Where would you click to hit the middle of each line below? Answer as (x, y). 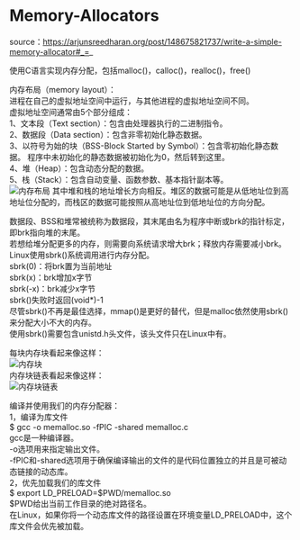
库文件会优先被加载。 (49, 526)
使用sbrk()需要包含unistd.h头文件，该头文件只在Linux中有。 (120, 333)
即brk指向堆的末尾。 (47, 232)
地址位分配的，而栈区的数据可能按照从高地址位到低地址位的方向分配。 (140, 202)
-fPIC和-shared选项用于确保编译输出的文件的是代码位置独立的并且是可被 (144, 460)
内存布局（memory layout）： (63, 89)
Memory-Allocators (84, 16)
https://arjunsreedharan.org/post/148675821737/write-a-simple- (162, 41)
